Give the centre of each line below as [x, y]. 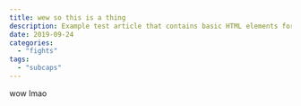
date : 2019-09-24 [42, 34]
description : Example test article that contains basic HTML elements [144, 26]
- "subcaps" [40, 68]
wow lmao [28, 93]
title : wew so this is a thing [68, 18]
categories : [31, 43]
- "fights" [38, 51]
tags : [19, 59]
